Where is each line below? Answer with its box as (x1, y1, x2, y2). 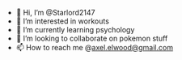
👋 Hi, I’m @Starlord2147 (15, 8, 95, 17)
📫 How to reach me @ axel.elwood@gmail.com (15, 43, 174, 52)
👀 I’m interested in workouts (15, 16, 109, 26)
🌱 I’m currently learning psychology (15, 25, 135, 34)
